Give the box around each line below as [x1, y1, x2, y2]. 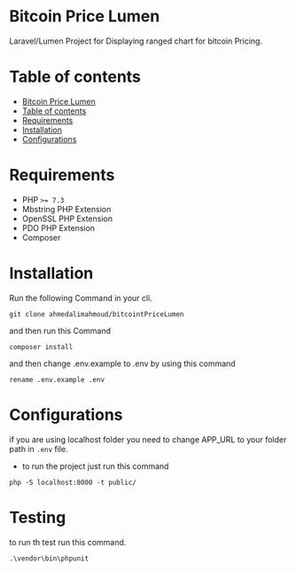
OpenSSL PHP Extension [21, 213, 113, 224]
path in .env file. [9, 443, 68, 454]
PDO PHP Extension [21, 222, 96, 233]
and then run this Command [9, 325, 112, 336]
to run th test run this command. [9, 536, 127, 547]
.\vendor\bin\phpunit [9, 553, 90, 563]
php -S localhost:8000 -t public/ [9, 478, 137, 487]
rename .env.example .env [9, 375, 105, 384]
